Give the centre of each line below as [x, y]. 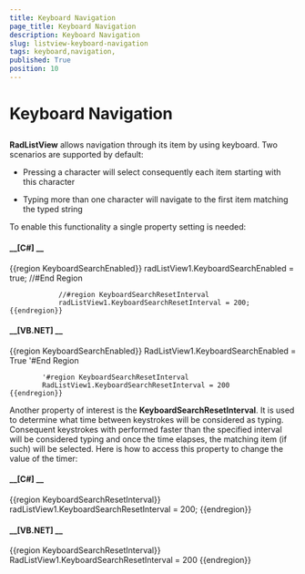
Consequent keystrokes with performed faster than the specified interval [146, 429]
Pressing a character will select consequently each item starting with [152, 172]
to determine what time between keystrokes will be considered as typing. [147, 419]
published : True [40, 60]
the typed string [53, 210]
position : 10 [34, 69]
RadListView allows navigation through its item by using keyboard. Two [143, 145]
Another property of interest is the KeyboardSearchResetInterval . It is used [152, 410]
